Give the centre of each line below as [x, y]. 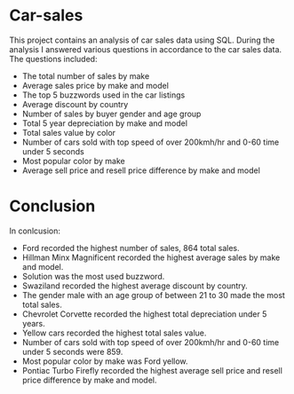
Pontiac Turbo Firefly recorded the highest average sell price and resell [152, 370]
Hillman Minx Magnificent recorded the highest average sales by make [151, 257]
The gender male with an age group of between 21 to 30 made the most [154, 295]
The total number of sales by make [86, 75]
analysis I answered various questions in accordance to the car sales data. [146, 49]
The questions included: [53, 59]
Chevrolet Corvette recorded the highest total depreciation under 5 [144, 314]
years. [34, 323]
